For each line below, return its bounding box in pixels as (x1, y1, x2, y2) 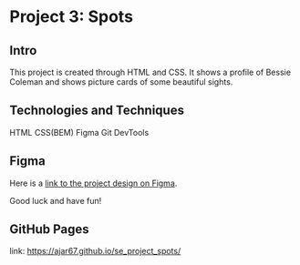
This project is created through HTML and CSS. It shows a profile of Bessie (9, 66, 292, 77)
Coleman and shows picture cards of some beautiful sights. (9, 76, 233, 87)
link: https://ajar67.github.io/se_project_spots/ (9, 246, 181, 257)
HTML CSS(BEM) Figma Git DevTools (9, 127, 150, 138)
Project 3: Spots (9, 6, 134, 27)
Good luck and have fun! (9, 195, 102, 206)
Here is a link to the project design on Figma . (9, 178, 178, 189)
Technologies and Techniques (9, 103, 185, 118)
